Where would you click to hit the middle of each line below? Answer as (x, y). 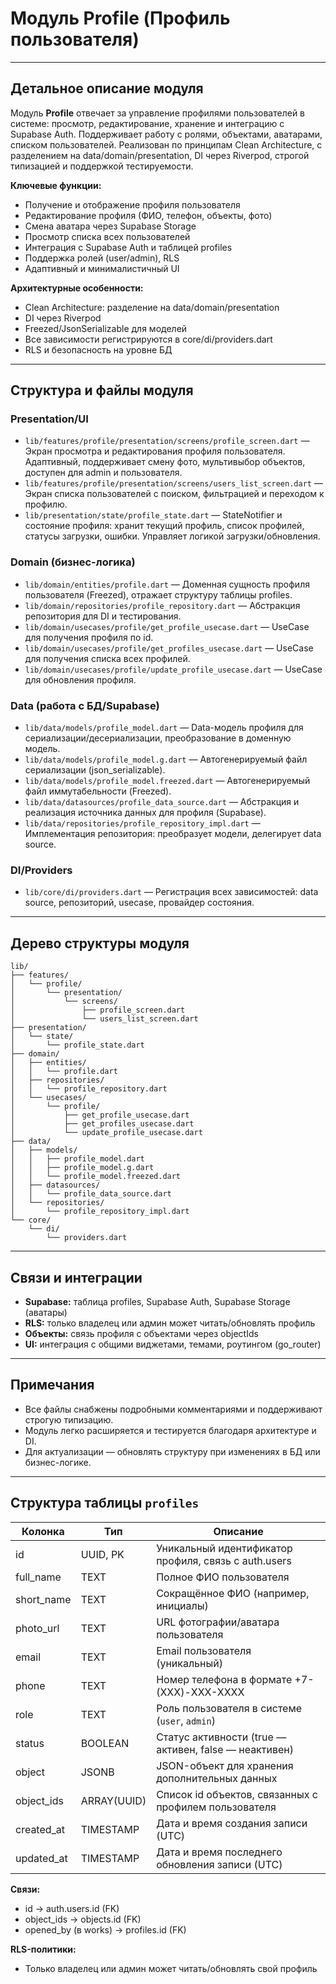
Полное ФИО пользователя (223, 1577)
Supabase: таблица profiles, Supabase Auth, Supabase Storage (157, 1301)
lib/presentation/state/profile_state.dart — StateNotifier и (153, 515)
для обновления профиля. (80, 679)
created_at (40, 1829)
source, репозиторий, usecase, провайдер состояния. (139, 903)
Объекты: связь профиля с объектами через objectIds (141, 1333)
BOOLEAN (105, 1743)
